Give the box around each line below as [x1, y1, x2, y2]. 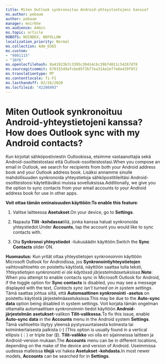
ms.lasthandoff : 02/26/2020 [5, 80, 63, 85]
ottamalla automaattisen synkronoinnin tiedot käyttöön [5, 306, 116, 312]
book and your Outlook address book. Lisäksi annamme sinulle [5, 169, 133, 175]
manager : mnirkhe [5, 21, 41, 26]
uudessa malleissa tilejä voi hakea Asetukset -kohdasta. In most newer [5, 348, 150, 354]
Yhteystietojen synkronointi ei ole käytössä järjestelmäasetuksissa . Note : [5, 269, 153, 275]
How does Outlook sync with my [5, 127, 140, 138]
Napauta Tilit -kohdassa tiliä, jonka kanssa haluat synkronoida [12, 219, 138, 225]
